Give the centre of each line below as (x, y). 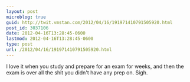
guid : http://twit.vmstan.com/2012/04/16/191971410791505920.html (89, 22)
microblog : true (26, 17)
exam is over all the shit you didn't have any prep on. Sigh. (77, 72)
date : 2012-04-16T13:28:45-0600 (46, 33)
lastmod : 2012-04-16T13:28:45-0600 (50, 39)
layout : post (22, 11)
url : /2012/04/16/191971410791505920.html (59, 50)
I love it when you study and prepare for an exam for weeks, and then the (95, 66)
